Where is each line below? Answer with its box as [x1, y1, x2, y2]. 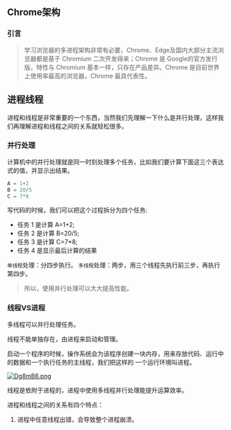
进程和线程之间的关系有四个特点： [7, 400, 104, 409]
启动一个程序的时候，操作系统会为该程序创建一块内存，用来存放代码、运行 [7, 350, 218, 358]
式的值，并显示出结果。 [7, 166, 74, 174]
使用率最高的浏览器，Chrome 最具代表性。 [30, 72, 151, 80]
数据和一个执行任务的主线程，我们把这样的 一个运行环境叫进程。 [12, 358, 196, 366]
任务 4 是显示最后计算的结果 [16, 246, 98, 255]
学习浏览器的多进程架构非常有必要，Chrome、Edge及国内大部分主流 [23, 45, 218, 54]
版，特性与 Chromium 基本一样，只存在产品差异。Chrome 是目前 [23, 63, 208, 71]
